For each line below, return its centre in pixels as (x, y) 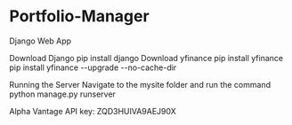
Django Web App (41, 41)
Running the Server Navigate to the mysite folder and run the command (140, 84)
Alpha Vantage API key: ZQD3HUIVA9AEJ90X (93, 111)
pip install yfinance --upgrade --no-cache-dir (93, 67)
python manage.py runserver (62, 94)
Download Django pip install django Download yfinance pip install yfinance (146, 58)
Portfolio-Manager (79, 16)
